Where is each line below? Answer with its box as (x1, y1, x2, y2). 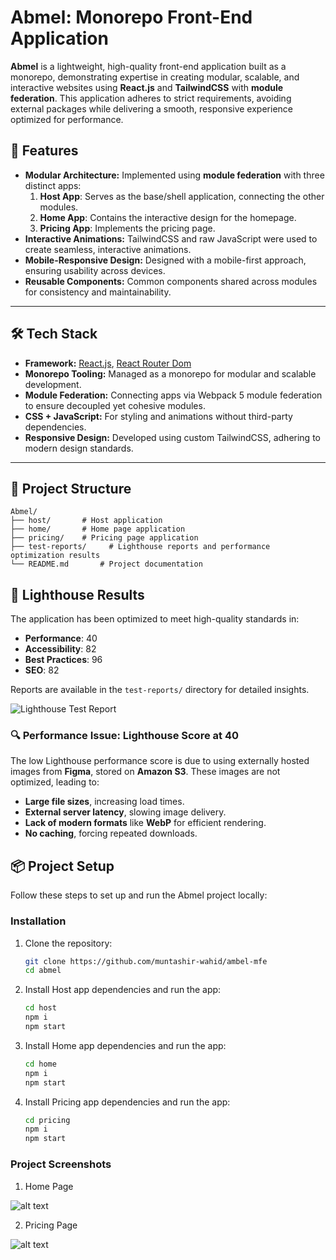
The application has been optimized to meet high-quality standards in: (10, 613, 300, 625)
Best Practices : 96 (24, 654, 103, 666)
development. (24, 378, 82, 390)
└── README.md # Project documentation (10, 559, 203, 570)
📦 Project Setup (10, 857, 115, 875)
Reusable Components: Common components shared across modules (24, 275, 318, 287)
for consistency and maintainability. (24, 286, 172, 298)
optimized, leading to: (10, 776, 100, 788)
